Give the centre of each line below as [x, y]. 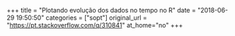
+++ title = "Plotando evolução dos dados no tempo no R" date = [101, 10]
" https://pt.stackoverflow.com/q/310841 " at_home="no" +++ [95, 25]
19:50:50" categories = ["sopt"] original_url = [81, 18]
